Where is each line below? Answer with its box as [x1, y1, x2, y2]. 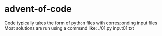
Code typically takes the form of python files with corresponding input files [4, 20, 158, 26]
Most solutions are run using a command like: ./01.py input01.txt [4, 25, 134, 31]
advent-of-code [4, 3, 72, 15]
